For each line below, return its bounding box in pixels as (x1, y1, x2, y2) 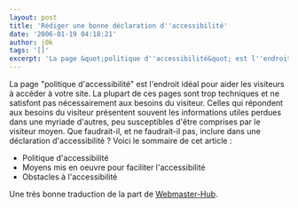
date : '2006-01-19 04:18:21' (9, 29, 117, 38)
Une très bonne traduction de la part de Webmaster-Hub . (9, 188, 219, 199)
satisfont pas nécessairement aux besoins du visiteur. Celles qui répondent (9, 98, 284, 108)
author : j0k (9, 37, 53, 47)
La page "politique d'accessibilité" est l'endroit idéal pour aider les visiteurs (9, 79, 286, 89)
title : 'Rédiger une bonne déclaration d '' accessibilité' (9, 21, 228, 30)
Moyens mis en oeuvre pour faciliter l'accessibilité (21, 162, 206, 172)
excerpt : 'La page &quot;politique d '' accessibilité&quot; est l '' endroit (9, 54, 292, 63)
